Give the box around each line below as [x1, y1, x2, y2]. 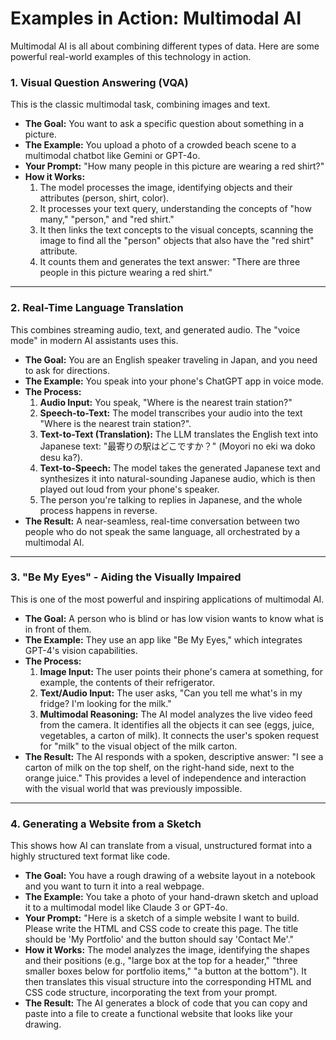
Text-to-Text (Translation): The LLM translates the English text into [39, 428, 319, 440]
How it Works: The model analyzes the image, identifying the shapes [24, 944, 310, 956]
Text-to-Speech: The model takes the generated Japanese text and [39, 462, 321, 474]
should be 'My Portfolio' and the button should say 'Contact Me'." [24, 933, 295, 946]
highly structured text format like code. [10, 850, 171, 862]
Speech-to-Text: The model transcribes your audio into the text [39, 407, 303, 419]
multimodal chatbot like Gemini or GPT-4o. [24, 150, 201, 162]
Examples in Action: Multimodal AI [10, 7, 302, 30]
